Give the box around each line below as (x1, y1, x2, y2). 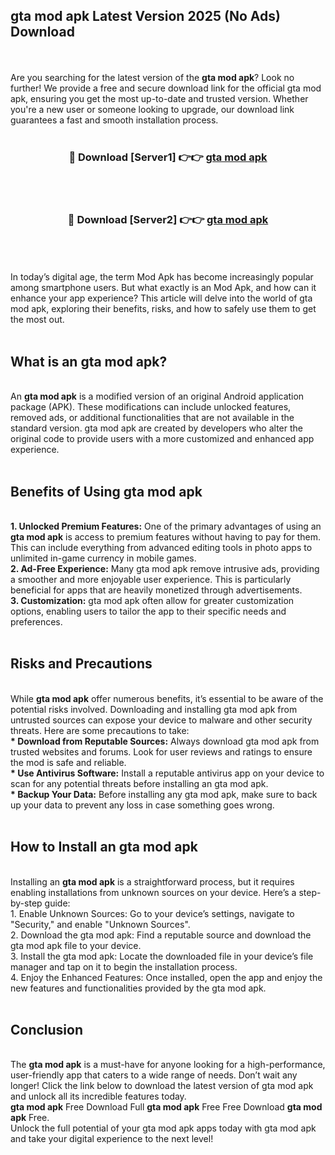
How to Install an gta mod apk (10, 839, 198, 856)
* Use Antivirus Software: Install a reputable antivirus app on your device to (10, 767, 325, 779)
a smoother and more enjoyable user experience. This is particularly (10, 574, 292, 586)
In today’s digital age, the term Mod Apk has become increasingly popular (10, 271, 314, 283)
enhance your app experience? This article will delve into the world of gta (10, 292, 313, 304)
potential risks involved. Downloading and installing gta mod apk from (10, 703, 298, 715)
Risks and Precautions (10, 655, 153, 673)
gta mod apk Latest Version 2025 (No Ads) (10, 8, 281, 25)
